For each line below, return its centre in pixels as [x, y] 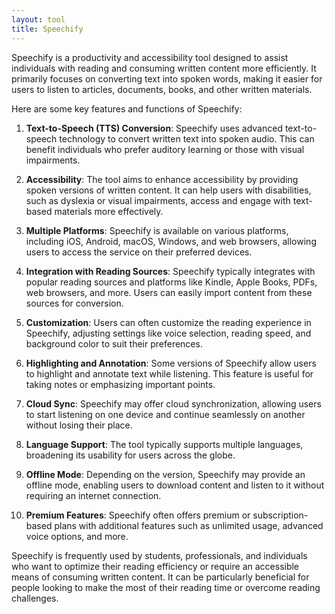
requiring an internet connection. [93, 495]
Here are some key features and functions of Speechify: [127, 108]
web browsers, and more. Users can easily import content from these [169, 292]
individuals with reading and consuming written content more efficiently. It [164, 68]
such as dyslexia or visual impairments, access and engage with [158, 200]
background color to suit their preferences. [114, 343]
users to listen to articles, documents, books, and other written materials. [162, 89]
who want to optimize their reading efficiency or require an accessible [155, 566]
